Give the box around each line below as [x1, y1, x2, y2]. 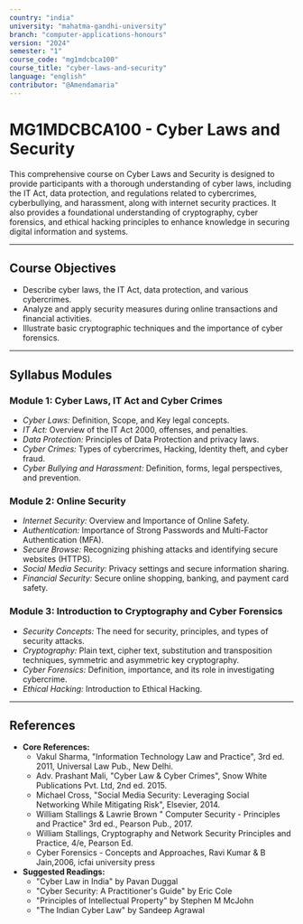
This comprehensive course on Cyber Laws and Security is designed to [9, 168, 275, 179]
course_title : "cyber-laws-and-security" [9, 64, 168, 73]
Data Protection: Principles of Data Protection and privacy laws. [22, 434, 260, 445]
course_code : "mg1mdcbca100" [9, 55, 119, 64]
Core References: [22, 742, 90, 752]
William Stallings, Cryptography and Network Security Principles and [35, 828, 291, 839]
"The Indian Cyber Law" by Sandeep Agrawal [35, 905, 206, 916]
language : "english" [9, 72, 87, 81]
